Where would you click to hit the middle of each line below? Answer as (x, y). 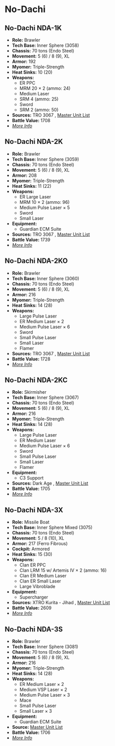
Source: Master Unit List (37, 727)
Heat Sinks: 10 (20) (32, 72)
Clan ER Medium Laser (43, 576)
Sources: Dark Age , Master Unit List (50, 484)
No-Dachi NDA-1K (33, 28)
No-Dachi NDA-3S (34, 629)
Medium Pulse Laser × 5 (44, 207)
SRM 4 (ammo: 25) (39, 99)
